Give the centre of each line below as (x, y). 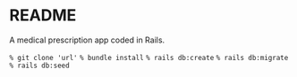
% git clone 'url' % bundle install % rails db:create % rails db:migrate (149, 58)
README (43, 15)
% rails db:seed (39, 65)
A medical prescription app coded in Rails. (87, 40)
